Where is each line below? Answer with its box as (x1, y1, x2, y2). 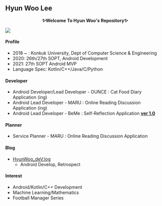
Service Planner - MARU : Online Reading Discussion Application (12, 133, 148, 139)
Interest (5, 173, 22, 179)
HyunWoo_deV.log (12, 156, 51, 162)
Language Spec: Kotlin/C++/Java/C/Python (12, 66, 103, 72)
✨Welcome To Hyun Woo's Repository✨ (42, 17, 128, 23)
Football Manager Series (12, 194, 64, 201)
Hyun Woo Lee (5, 4, 53, 13)
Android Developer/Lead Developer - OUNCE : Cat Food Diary (12, 89, 142, 95)
